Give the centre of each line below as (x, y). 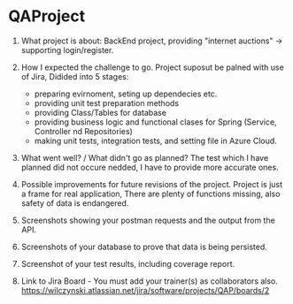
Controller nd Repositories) (84, 131)
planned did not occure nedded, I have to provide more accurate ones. (150, 167)
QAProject (47, 16)
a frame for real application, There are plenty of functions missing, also (150, 194)
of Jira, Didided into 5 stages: (75, 76)
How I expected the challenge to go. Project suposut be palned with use (152, 67)
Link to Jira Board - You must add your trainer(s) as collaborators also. (149, 281)
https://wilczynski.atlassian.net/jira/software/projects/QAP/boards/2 (145, 290)
